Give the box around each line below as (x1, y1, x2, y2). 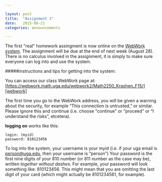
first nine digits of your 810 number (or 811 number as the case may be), (5, 156, 151, 162)
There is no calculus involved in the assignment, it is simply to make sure (5, 54, 153, 60)
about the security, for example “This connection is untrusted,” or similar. (5, 103, 154, 109)
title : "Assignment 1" (5, 16, 54, 21)
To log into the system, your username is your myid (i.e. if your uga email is (5, 146, 158, 152)
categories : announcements (5, 25, 61, 30)
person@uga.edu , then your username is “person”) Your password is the (5, 151, 153, 156)
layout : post (5, 11, 32, 16)
